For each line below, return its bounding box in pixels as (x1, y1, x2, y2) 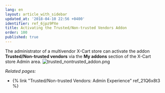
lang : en (5, 7, 23, 12)
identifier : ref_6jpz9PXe (5, 21, 58, 26)
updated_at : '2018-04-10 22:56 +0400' (5, 16, 85, 21)
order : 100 (5, 30, 28, 35)
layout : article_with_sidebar (5, 12, 68, 17)
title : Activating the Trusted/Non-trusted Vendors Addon (5, 26, 127, 31)
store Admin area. (5, 59, 41, 64)
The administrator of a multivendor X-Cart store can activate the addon (5, 48, 150, 54)
